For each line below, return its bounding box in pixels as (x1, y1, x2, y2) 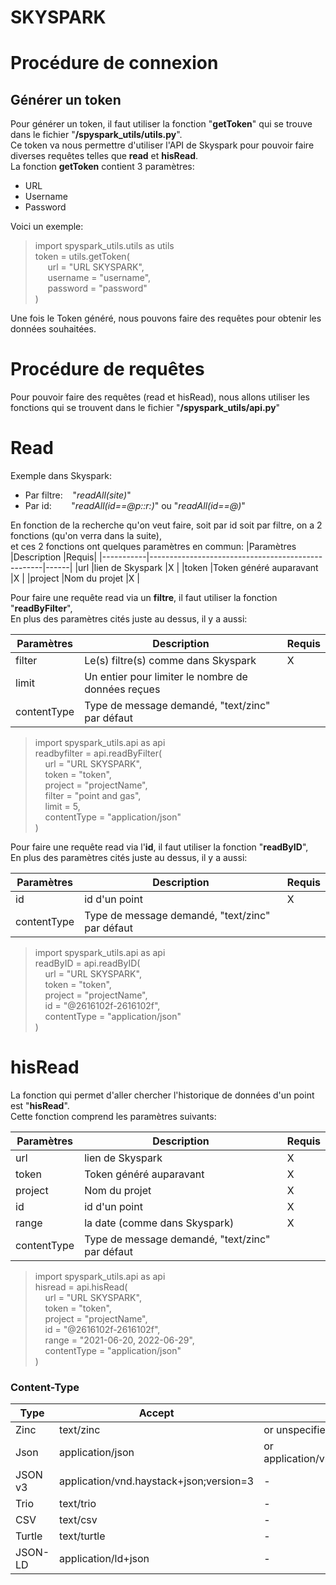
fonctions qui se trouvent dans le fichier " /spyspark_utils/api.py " (10, 402, 281, 414)
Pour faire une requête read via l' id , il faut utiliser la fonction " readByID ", (10, 841, 309, 853)
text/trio (59, 1497, 97, 1511)
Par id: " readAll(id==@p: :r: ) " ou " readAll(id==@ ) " (24, 500, 246, 512)
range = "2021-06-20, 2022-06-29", (44, 1334, 195, 1346)
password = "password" (47, 282, 148, 295)
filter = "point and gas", (44, 790, 142, 802)
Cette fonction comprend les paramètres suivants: (10, 1111, 217, 1122)
